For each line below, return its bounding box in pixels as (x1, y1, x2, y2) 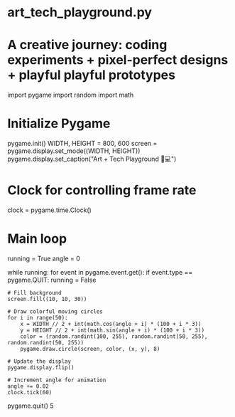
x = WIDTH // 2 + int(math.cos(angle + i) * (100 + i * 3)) (20, 320, 202, 327)
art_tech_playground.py (7, 4, 153, 21)
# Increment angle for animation (7, 376, 106, 384)
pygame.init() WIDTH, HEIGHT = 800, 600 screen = (7, 139, 158, 148)
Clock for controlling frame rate (7, 182, 197, 199)
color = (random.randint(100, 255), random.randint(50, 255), (20, 332, 208, 340)
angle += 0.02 (7, 382, 50, 390)
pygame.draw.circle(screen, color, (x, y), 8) (20, 345, 160, 352)
